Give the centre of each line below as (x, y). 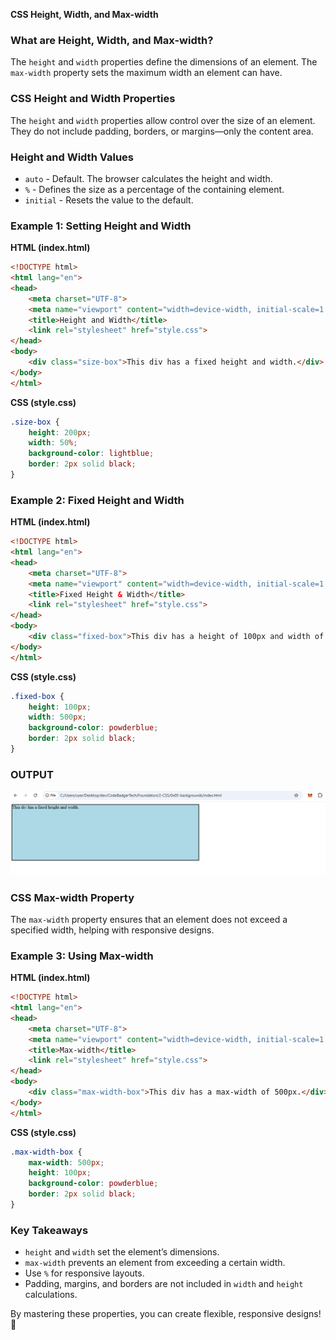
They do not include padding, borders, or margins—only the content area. (162, 131)
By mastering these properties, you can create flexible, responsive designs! (166, 1314)
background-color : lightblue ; (91, 454)
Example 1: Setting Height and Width (101, 226)
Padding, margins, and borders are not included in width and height (164, 1284)
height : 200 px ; (60, 432)
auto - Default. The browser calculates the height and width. (148, 178)
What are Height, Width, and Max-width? (112, 40)
